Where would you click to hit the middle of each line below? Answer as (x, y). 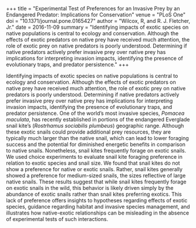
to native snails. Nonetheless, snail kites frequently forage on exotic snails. (96, 151)
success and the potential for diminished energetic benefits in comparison (96, 144)
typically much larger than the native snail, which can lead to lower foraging (97, 138)
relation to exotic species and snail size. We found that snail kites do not (93, 163)
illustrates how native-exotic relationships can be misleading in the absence (98, 213)
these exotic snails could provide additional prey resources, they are (89, 132)
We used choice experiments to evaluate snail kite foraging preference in (94, 157)
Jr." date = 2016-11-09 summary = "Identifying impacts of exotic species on (97, 27)
